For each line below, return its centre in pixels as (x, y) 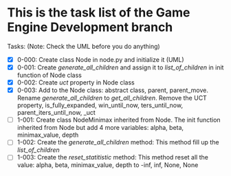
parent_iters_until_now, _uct (56, 113)
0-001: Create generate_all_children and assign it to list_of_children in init (120, 67)
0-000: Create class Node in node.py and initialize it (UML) (100, 59)
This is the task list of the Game (99, 13)
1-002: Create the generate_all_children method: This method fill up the (118, 142)
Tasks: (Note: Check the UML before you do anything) (84, 46)
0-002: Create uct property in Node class (76, 82)
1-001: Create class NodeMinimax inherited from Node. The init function (119, 120)
